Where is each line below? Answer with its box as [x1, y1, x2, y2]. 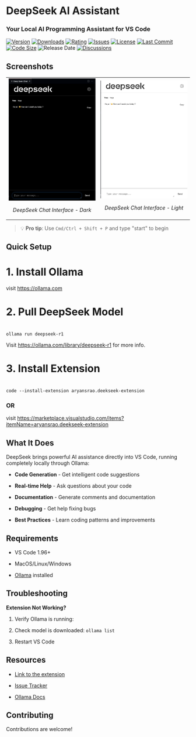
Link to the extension [14, 670, 65, 677]
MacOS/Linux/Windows [14, 560, 72, 567]
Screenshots [6, 61, 54, 71]
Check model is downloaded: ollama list [14, 626, 115, 633]
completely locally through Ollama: [6, 460, 89, 467]
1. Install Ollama [6, 265, 83, 279]
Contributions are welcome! [6, 726, 73, 733]
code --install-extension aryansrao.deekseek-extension [6, 388, 145, 394]
